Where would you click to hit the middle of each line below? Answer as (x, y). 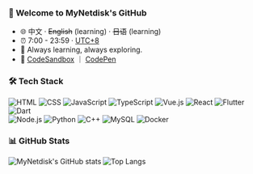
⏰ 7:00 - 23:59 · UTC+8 (59, 40)
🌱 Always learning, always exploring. (81, 50)
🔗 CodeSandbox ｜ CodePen (68, 59)
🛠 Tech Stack (36, 82)
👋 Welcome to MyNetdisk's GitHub (78, 13)
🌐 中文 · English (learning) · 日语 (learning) (91, 32)
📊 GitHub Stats (39, 141)
